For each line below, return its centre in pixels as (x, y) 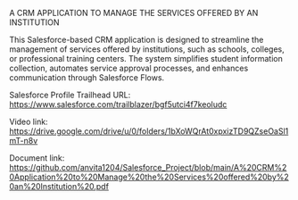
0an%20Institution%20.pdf (59, 186)
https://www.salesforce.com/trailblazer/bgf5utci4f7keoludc (118, 104)
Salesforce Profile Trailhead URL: (70, 95)
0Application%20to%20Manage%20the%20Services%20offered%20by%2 (149, 177)
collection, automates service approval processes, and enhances (129, 68)
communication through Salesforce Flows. (87, 78)
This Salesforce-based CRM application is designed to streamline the (137, 40)
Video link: (29, 121)
